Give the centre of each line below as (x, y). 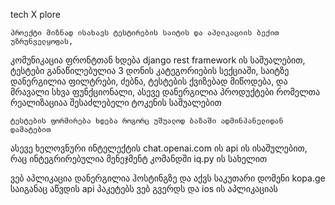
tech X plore (35, 14)
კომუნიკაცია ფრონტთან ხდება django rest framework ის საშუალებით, (158, 60)
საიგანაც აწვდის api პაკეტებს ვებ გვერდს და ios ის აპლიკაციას (144, 188)
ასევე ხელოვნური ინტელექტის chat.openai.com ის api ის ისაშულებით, (159, 148)
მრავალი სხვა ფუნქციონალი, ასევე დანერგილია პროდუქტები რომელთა (165, 92)
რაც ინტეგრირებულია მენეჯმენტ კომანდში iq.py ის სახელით (139, 158)
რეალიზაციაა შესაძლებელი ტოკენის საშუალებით (116, 102)
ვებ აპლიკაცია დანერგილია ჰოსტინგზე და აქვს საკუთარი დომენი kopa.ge (168, 178)
